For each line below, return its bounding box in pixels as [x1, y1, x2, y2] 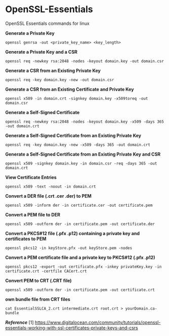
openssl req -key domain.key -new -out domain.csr [5, 77, 114, 82]
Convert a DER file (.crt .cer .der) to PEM [5, 193, 92, 199]
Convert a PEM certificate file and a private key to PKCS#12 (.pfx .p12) [5, 254, 155, 260]
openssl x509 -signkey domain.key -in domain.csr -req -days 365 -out [5, 161, 157, 166]
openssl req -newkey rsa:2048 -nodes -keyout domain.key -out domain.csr [5, 58, 164, 64]
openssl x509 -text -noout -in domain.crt [5, 184, 96, 189]
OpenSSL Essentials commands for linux [5, 20, 90, 26]
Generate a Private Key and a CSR [5, 49, 77, 55]
